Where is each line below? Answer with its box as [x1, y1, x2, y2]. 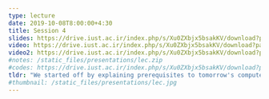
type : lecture [8, 11, 56, 20]
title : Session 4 [8, 26, 66, 34]
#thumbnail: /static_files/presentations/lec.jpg [8, 78, 178, 86]
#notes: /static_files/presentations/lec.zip [8, 57, 163, 65]
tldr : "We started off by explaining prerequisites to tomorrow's [8, 71, 235, 79]
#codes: [8, 64, 34, 72]
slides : [8, 34, 34, 42]
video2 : [8, 49, 34, 57]
